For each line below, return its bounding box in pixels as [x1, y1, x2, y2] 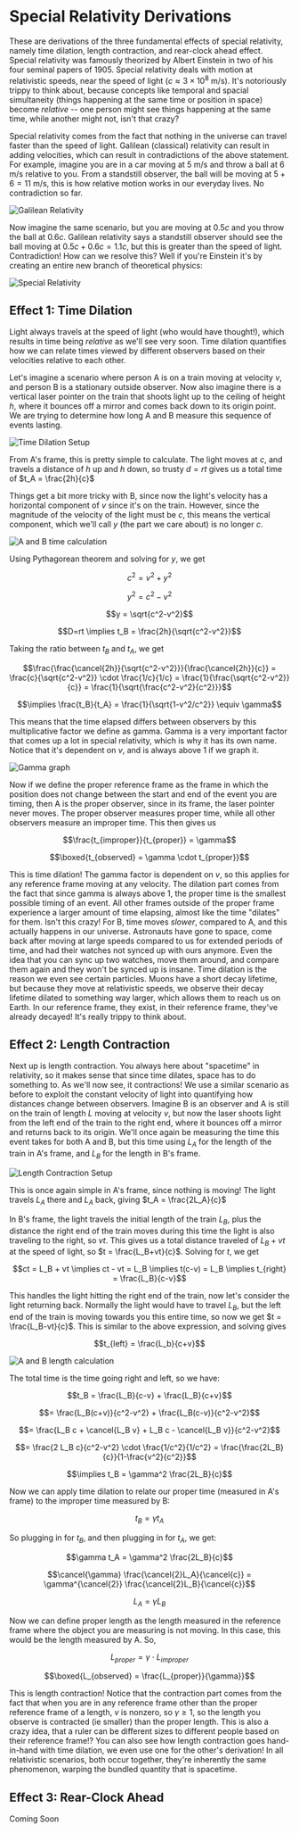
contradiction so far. [9, 187, 83, 198]
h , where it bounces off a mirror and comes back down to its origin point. [9, 401, 277, 411]
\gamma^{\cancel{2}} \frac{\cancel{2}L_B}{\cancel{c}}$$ [43, 1578, 256, 1589]
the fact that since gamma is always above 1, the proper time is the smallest [9, 888, 287, 899]
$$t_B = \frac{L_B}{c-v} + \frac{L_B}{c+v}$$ [66, 1390, 233, 1401]
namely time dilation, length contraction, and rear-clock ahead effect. [9, 45, 263, 55]
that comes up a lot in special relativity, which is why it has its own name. [9, 734, 278, 746]
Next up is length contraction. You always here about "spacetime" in [9, 1060, 260, 1072]
